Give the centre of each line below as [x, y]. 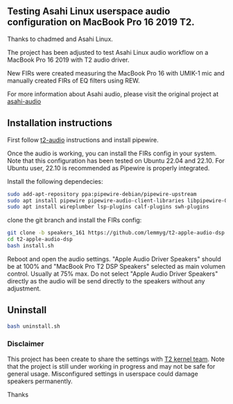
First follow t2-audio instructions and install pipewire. [83, 140]
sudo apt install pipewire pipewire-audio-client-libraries [96, 200]
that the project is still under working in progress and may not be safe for [111, 366]
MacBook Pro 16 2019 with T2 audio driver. [68, 60]
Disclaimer [26, 344]
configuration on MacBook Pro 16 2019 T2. [101, 23]
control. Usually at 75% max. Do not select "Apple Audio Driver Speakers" [113, 274]
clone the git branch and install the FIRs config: [75, 220]
